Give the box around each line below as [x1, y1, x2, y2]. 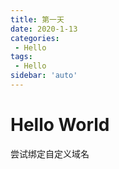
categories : [10, 33, 60, 43]
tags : [10, 52, 33, 62]
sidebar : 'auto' [10, 71, 78, 81]
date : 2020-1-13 [10, 24, 78, 34]
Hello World [10, 114, 110, 136]
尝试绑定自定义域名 [10, 147, 90, 160]
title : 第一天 [10, 14, 65, 25]
